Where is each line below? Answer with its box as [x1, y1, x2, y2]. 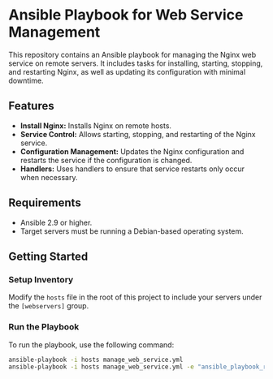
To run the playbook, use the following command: [8, 339, 175, 350]
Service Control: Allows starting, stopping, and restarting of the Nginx [19, 129, 256, 139]
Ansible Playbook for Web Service [8, 6, 244, 24]
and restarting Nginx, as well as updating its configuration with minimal [8, 67, 246, 76]
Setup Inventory [8, 273, 74, 285]
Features [8, 99, 54, 113]
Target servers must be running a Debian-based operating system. [19, 226, 244, 236]
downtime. [8, 75, 44, 85]
